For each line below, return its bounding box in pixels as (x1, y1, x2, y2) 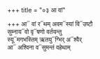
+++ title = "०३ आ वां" (7, 6, 66, 14)
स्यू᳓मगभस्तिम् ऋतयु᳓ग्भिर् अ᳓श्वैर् (7, 35, 83, 44)
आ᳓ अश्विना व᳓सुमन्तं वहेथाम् (7, 43, 71, 51)
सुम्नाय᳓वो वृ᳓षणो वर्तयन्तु (7, 28, 62, 35)
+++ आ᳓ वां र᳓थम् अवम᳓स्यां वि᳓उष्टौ (7, 20, 93, 28)
